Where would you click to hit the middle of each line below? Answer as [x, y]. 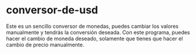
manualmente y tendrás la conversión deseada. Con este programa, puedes [98, 32]
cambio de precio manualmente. [45, 45]
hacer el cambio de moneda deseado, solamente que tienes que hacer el [95, 38]
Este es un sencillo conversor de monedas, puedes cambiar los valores [92, 26]
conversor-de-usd [52, 10]
